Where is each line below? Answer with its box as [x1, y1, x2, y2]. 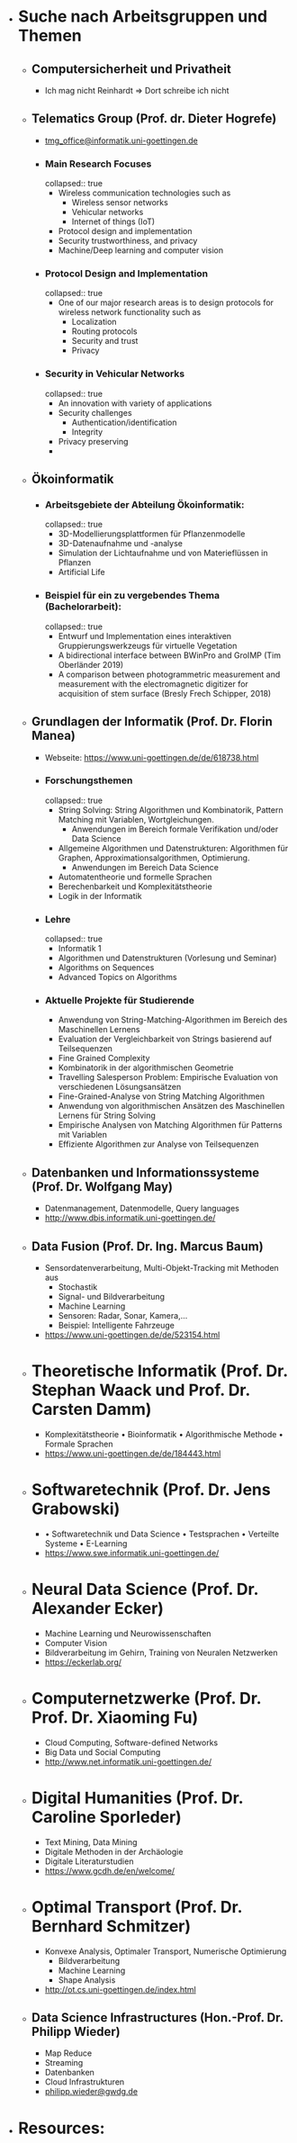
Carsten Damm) [31, 1400, 152, 1419]
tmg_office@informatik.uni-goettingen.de [44, 135, 198, 146]
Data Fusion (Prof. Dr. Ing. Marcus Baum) [31, 1238, 264, 1254]
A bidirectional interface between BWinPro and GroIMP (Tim [58, 650, 282, 661]
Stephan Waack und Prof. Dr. [31, 1380, 250, 1400]
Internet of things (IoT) [71, 216, 156, 227]
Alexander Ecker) [31, 1598, 165, 1619]
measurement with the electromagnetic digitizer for [58, 678, 249, 689]
